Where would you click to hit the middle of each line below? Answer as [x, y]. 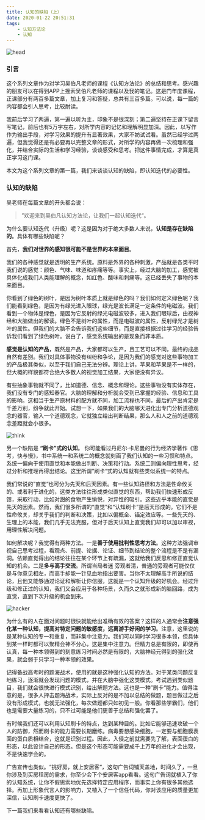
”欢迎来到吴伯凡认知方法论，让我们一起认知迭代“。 [85, 215]
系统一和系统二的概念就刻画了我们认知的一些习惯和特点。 [124, 455]
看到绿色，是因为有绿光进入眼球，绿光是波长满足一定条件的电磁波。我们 [108, 306]
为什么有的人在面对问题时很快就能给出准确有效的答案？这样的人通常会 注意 [100, 621]
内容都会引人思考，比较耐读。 [44, 106]
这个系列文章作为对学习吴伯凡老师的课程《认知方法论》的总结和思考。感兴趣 [103, 84]
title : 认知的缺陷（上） [34, 12]
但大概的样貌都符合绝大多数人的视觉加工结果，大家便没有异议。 [86, 372]
